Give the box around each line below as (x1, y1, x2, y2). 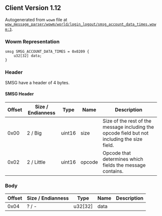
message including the (103, 123, 154, 130)
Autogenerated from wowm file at (5, 16, 67, 22)
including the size (103, 136, 143, 142)
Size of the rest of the (103, 117, 152, 124)
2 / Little (27, 158, 46, 165)
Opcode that (103, 150, 131, 156)
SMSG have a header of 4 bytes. (5, 80, 70, 86)
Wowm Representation (5, 38, 60, 45)
